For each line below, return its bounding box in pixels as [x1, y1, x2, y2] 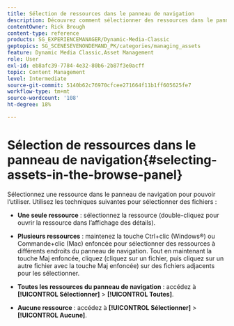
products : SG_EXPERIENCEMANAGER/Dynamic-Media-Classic [7, 36, 170, 43]
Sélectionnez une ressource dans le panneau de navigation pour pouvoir [7, 190, 216, 198]
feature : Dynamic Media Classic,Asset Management [7, 50, 155, 57]
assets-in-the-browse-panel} [7, 167, 183, 183]
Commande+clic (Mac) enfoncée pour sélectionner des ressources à [17, 239, 216, 248]
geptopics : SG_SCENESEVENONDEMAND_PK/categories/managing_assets [7, 43, 201, 50]
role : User [7, 56, 39, 63]
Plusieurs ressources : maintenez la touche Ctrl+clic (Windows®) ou [17, 232, 215, 240]
